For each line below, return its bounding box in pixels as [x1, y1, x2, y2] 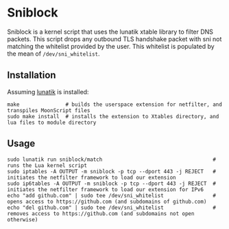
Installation [7, 69, 56, 81]
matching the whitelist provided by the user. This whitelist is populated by [7, 42, 215, 50]
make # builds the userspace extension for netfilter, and [7, 101, 223, 108]
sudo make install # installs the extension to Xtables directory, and [7, 113, 219, 120]
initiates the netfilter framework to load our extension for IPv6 [7, 186, 204, 193]
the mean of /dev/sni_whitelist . [7, 50, 101, 58]
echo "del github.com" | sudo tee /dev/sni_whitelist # [7, 204, 216, 211]
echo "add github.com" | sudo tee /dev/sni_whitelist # [7, 192, 216, 199]
